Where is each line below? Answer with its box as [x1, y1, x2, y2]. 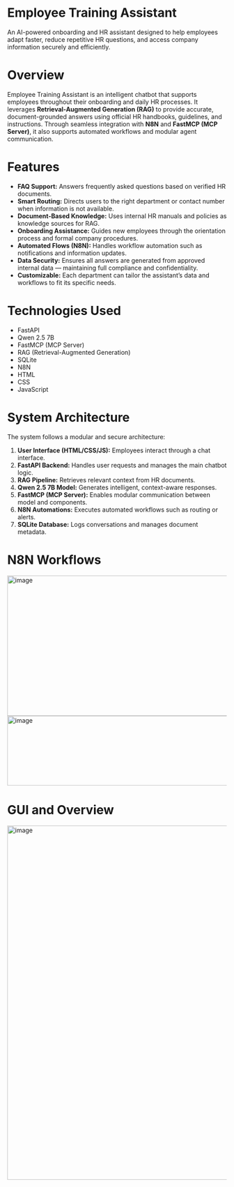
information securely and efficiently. [7, 43, 111, 51]
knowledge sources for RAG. [17, 219, 100, 227]
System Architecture [7, 409, 130, 425]
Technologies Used [7, 303, 122, 319]
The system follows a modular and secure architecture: [7, 432, 166, 441]
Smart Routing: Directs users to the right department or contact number [17, 197, 225, 205]
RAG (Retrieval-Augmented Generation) [17, 348, 131, 356]
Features [7, 159, 60, 175]
